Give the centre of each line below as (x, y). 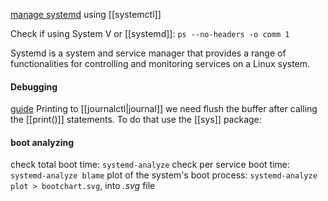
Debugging (34, 86)
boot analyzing (42, 142)
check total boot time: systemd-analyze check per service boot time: (150, 165)
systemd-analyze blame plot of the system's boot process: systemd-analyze (164, 175)
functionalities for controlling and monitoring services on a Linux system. (160, 63)
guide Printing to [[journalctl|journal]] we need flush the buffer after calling (164, 109)
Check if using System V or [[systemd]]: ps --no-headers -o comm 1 (150, 33)
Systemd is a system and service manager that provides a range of (148, 53)
